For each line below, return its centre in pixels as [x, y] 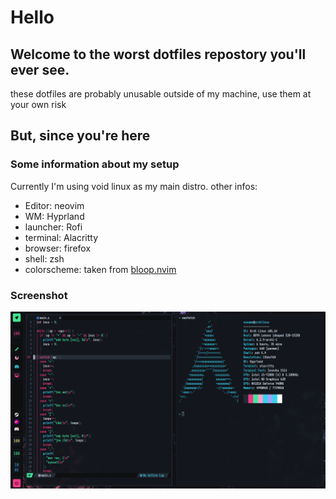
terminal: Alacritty [61, 237]
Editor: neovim [54, 205]
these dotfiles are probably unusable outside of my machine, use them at [161, 94]
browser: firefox [58, 248]
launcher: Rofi [53, 227]
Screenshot [39, 295]
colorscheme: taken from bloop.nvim [100, 269]
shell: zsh [44, 258]
